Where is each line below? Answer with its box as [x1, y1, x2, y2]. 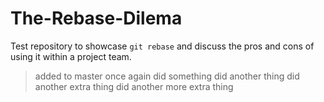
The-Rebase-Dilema [10, 7, 183, 30]
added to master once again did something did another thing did [34, 70, 300, 82]
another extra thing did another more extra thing [34, 80, 234, 92]
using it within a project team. [10, 50, 132, 62]
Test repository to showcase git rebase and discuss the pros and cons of [10, 40, 315, 52]
